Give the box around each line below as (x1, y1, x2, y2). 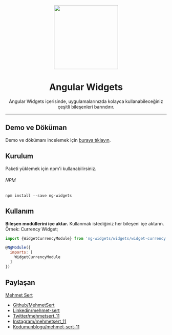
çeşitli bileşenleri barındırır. (57, 103, 115, 110)
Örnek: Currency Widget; (5, 226, 58, 232)
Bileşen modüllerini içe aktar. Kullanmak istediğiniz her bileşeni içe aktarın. (5, 220, 164, 226)
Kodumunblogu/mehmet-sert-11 (12, 323, 80, 330)
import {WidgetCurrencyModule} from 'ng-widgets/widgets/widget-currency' (5, 236, 168, 241)
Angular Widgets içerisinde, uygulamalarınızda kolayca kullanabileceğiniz (9, 98, 163, 104)
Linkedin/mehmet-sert (12, 307, 60, 313)
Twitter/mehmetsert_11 (12, 312, 60, 319)
